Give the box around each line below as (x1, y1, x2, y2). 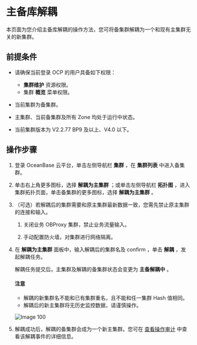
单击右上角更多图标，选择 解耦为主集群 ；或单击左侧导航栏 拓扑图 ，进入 (14, 181, 191, 188)
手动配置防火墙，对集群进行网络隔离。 (23, 233, 116, 241)
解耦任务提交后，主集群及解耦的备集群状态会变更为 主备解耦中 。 (14, 265, 172, 273)
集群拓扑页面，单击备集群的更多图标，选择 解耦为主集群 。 (14, 188, 157, 195)
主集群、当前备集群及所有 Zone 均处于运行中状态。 (14, 113, 138, 120)
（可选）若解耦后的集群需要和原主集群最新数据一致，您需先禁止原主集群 (14, 201, 189, 208)
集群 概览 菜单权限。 (23, 89, 73, 96)
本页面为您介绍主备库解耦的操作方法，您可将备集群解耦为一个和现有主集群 (6, 26, 186, 33)
